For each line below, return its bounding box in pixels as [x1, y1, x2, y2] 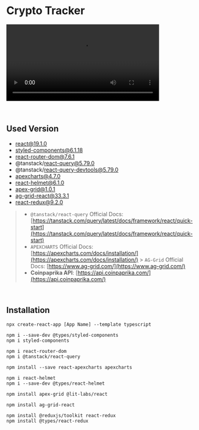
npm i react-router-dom [6, 348, 67, 354]
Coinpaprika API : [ [30, 269, 78, 276]
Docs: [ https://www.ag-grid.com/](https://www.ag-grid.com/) [30, 262, 186, 270]
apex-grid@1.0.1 [15, 185, 56, 193]
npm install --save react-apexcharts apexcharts [6, 364, 132, 371]
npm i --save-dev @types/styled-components [6, 332, 119, 338]
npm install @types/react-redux [6, 418, 89, 424]
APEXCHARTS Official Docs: [30, 243, 93, 250]
